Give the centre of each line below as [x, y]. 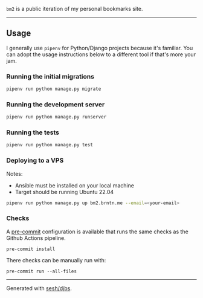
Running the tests [33, 132]
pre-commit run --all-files [42, 271]
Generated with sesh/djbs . [39, 288]
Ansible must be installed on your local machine [75, 185]
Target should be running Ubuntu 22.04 [64, 192]
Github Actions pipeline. [36, 238]
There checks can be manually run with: [56, 260]
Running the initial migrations [50, 76]
